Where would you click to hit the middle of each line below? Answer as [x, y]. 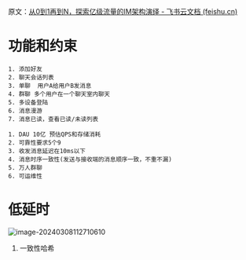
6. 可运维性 [26, 176]
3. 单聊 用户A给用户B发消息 [50, 86]
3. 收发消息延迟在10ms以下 [47, 151]
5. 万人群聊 [26, 167]
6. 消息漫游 [26, 111]
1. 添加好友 [26, 69]
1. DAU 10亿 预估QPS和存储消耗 [55, 134]
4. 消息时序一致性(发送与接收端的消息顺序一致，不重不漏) [90, 159]
